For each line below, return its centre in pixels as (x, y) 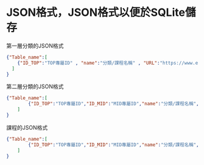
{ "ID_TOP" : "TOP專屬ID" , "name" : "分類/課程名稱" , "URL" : (89, 63)
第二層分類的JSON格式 (35, 86)
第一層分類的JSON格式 (35, 46)
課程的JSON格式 (27, 127)
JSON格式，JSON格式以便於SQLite (96, 12)
